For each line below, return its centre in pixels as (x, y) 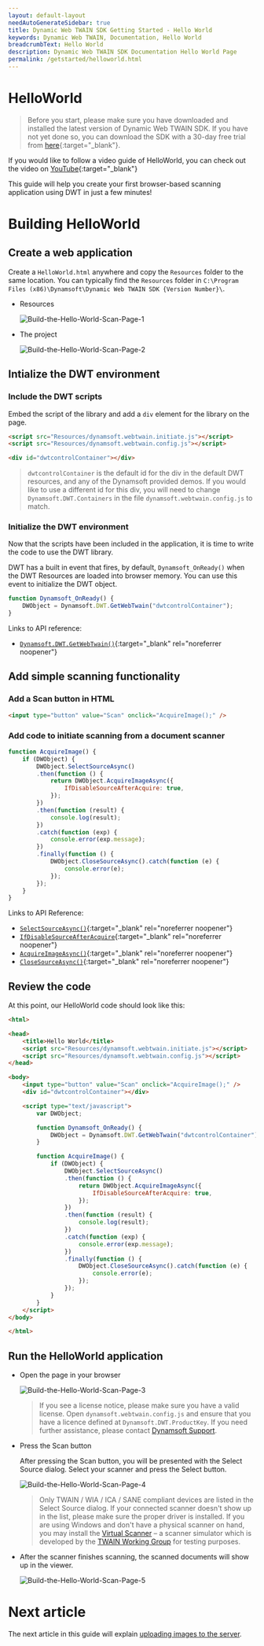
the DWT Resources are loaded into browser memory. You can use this (123, 576)
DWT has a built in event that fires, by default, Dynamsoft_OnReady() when (126, 568)
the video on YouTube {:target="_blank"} (73, 168)
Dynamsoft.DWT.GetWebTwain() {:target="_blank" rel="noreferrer (120, 644)
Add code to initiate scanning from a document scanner (117, 735)
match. (38, 506)
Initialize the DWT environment (68, 527)
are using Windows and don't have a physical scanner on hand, (142, 1525)
